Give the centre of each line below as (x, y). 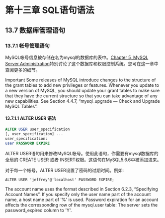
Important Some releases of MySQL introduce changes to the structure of (81, 80)
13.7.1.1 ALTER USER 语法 (31, 118)
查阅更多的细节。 (23, 70)
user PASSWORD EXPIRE (28, 143)
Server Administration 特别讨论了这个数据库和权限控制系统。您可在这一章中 (82, 63)
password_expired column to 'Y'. (39, 210)
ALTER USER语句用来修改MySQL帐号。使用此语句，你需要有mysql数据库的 (82, 153)
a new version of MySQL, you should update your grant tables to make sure (82, 90)
